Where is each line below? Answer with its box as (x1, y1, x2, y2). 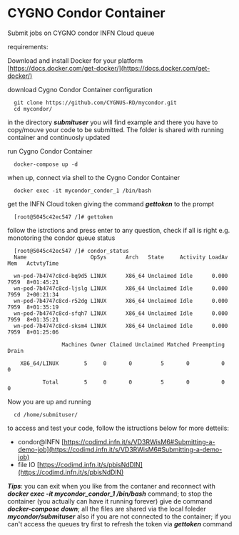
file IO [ (17, 460, 40, 469)
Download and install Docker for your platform (7, 56, 143, 65)
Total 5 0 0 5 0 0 (42, 379, 225, 386)
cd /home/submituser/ (14, 411, 78, 419)
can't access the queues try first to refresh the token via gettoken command (7, 519, 233, 528)
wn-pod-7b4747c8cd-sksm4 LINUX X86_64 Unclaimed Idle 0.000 (14, 322, 228, 329)
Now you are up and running (7, 397, 91, 406)
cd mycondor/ (14, 105, 53, 112)
